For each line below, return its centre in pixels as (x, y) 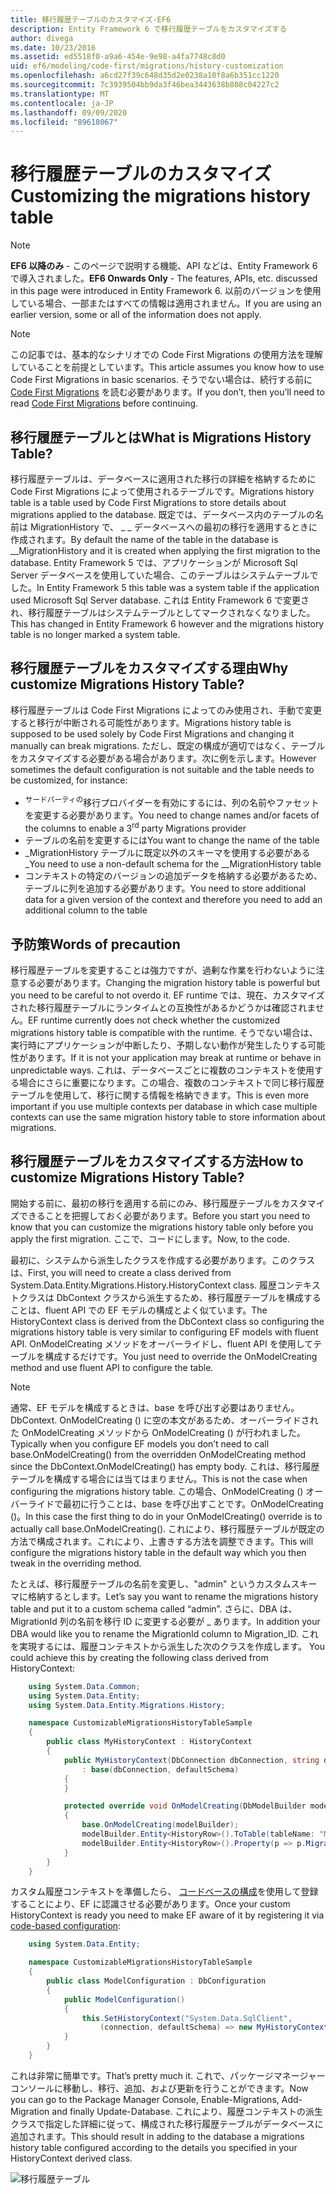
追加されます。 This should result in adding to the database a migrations (157, 2136)
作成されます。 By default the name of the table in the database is (144, 539)
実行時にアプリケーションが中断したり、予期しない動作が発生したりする (159, 1045)
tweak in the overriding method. (76, 1563)
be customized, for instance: (69, 780)
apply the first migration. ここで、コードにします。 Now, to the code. (150, 1238)
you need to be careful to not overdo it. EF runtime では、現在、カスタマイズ (167, 995)
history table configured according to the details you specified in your (154, 2147)
